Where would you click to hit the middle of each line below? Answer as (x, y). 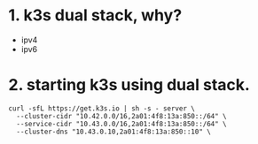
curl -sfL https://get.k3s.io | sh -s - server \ (102, 108)
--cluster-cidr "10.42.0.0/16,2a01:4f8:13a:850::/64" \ (121, 116)
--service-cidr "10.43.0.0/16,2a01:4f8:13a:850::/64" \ (121, 124)
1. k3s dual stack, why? (95, 15)
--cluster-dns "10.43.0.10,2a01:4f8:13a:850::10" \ (114, 132)
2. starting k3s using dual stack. (129, 85)
